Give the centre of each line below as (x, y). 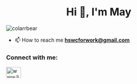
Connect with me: (32, 57)
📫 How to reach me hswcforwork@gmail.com (72, 40)
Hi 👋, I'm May (99, 12)
